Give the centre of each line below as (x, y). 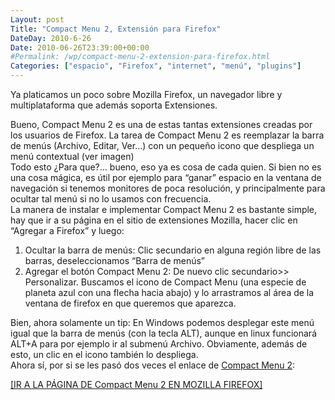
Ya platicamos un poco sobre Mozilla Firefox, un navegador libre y (146, 94)
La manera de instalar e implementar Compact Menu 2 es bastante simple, (164, 209)
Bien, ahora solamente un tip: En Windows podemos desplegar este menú (162, 322)
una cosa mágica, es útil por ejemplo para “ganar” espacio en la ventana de (166, 177)
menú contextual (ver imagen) (72, 156)
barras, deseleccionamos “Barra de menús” (115, 260)
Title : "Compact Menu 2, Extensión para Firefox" (116, 29)
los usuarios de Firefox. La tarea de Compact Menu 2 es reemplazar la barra (167, 135)
